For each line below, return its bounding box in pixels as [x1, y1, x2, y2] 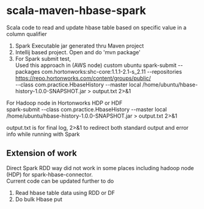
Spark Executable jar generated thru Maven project [15, 42, 144, 49]
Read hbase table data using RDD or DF [15, 189, 115, 196]
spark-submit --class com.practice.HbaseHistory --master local [6, 105, 167, 113]
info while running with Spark [6, 130, 81, 138]
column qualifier [6, 30, 48, 37]
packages [15, 68, 41, 75]
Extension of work [6, 148, 78, 158]
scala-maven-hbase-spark [6, 4, 147, 18]
